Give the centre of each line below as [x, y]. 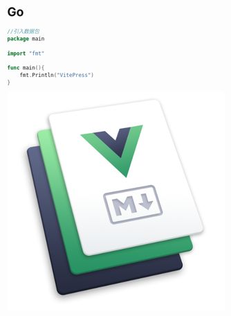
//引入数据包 [23, 31]
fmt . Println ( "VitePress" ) [57, 76]
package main [26, 39]
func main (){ [26, 68]
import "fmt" [26, 53]
